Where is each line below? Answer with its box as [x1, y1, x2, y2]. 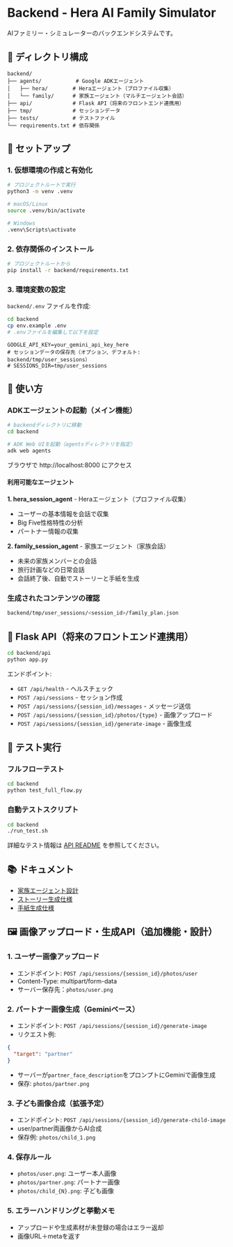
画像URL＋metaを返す [17, 1232, 81, 1240]
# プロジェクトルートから [7, 260, 71, 267]
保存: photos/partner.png [17, 1079, 90, 1087]
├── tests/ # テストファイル [7, 114, 115, 121]
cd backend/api [7, 650, 51, 657]
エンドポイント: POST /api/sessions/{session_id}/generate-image [17, 1022, 207, 1030]
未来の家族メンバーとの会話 [17, 557, 97, 566]
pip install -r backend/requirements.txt [7, 266, 129, 273]
